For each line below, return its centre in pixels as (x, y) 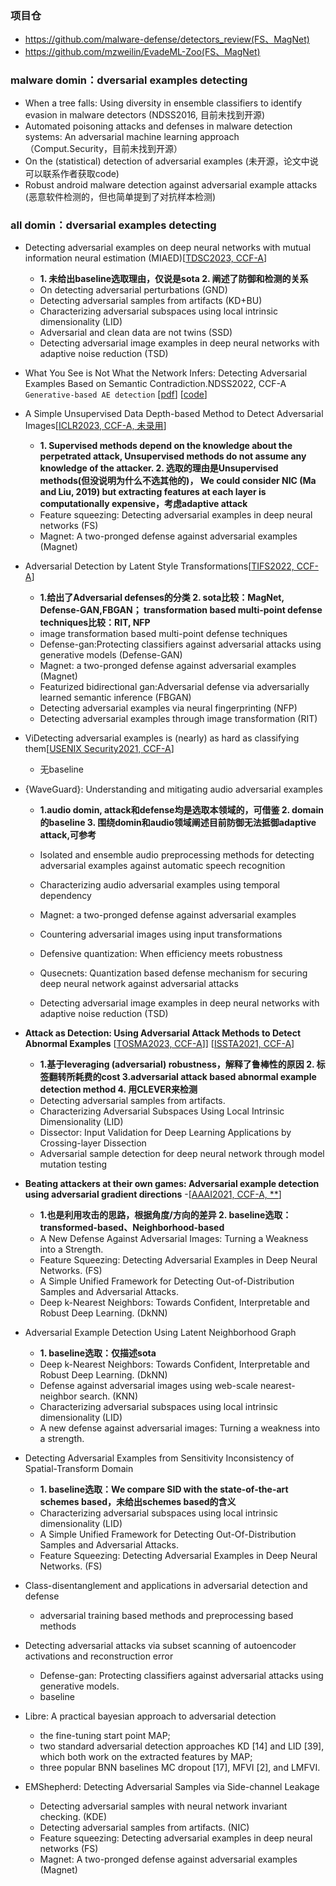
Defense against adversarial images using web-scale (148, 1385)
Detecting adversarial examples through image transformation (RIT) (178, 718)
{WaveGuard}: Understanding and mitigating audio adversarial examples (173, 789)
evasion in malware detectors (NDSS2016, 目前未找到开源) (145, 114)
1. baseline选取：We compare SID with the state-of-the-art (164, 1489)
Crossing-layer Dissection (93, 1143)
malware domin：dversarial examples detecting (129, 80)
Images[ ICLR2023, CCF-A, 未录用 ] (95, 425)
